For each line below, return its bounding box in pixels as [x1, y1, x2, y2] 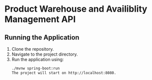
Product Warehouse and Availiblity [4, 3, 148, 15]
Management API [4, 14, 76, 25]
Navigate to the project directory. [11, 51, 78, 57]
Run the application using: [11, 57, 64, 62]
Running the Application [4, 33, 80, 41]
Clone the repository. [11, 46, 54, 52]
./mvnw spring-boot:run [11, 66, 60, 71]
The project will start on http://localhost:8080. [11, 70, 117, 75]
